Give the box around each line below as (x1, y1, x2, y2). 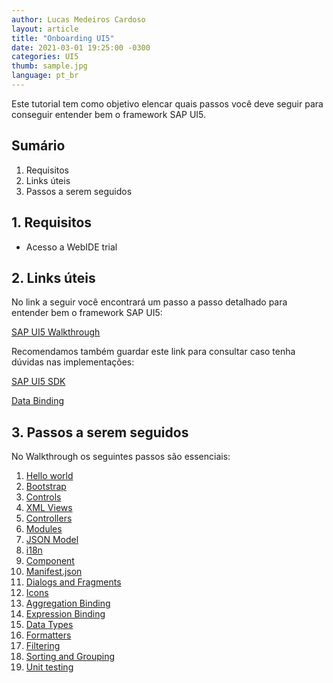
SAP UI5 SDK (11, 376, 66, 388)
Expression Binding (25, 608, 106, 620)
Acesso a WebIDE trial (25, 241, 118, 253)
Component (25, 555, 75, 567)
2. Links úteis (11, 269, 96, 286)
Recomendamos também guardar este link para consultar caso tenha (11, 346, 296, 358)
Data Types (25, 619, 74, 631)
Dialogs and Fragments (25, 576, 122, 588)
